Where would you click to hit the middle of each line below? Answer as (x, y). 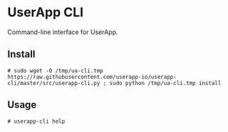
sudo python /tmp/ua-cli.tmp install (165, 83)
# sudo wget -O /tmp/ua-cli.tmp (55, 71)
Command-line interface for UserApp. (63, 32)
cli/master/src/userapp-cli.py (54, 83)
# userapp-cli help (36, 121)
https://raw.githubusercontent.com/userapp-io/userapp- (92, 77)
